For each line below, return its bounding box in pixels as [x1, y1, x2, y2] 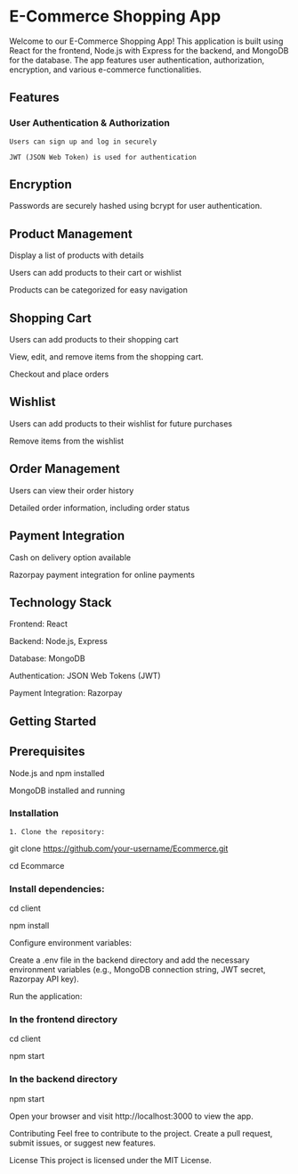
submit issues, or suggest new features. [9, 1137, 156, 1148]
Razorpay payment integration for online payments [9, 569, 196, 580]
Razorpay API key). [9, 974, 79, 985]
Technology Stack [9, 595, 112, 610]
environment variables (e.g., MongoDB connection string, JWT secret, [9, 964, 266, 975]
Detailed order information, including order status [9, 502, 190, 513]
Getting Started [9, 714, 97, 729]
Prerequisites [9, 744, 85, 759]
